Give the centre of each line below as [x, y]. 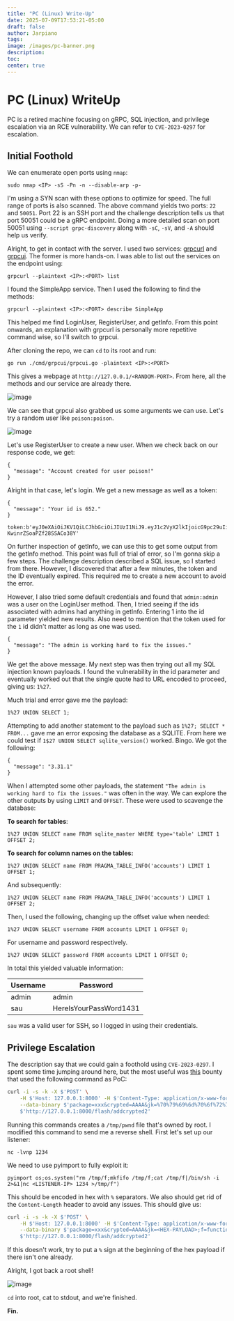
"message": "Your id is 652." [57, 509]
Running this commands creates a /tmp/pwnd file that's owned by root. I [109, 1125]
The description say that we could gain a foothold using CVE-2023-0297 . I [111, 1064]
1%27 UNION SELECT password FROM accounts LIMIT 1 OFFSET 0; [98, 955]
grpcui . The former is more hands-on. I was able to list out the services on [114, 256]
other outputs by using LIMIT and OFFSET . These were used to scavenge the [115, 801]
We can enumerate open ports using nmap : [68, 173]
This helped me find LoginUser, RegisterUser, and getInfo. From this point [112, 322]
